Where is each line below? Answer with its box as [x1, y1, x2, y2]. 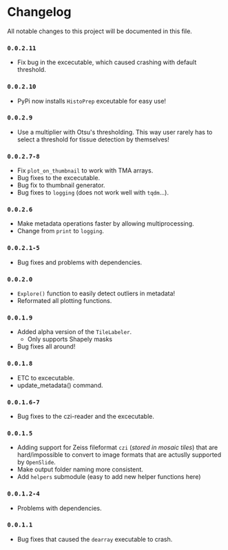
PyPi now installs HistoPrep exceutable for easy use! [17, 97, 167, 105]
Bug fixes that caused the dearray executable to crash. [17, 535, 173, 543]
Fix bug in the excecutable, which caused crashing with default [17, 58, 197, 66]
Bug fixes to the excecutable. [17, 174, 101, 182]
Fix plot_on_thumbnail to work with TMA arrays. [17, 166, 154, 175]
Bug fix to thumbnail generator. [17, 181, 105, 190]
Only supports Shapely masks [27, 335, 113, 344]
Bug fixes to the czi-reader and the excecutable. [17, 412, 155, 420]
